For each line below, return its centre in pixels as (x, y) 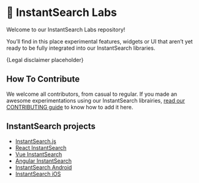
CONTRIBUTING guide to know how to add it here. (70, 107)
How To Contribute (43, 79)
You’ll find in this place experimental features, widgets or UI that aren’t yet (99, 41)
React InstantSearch (41, 147)
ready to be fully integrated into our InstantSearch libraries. (81, 48)
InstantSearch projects (51, 126)
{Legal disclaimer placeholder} (45, 60)
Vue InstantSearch (39, 154)
